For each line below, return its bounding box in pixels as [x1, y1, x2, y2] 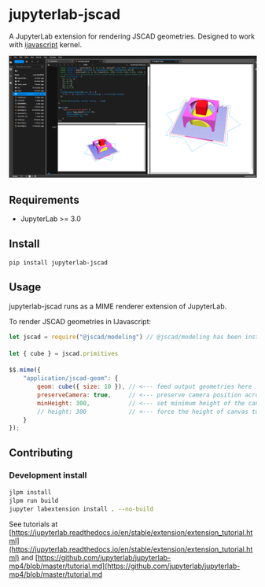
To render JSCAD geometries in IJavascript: [9, 316, 152, 326]
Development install [9, 470, 87, 481]
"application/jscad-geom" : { [23, 375, 119, 382]
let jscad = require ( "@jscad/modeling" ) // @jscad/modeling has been [9, 333, 242, 341]
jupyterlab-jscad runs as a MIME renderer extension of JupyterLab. [9, 301, 227, 311]
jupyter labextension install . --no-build [9, 505, 154, 513]
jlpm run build [9, 497, 59, 504]
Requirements [9, 193, 79, 206]
